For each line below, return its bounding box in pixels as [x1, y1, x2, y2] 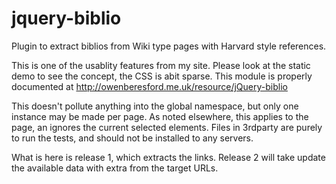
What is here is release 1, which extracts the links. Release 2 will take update [11, 151, 326, 163]
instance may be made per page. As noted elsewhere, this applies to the [11, 110, 309, 122]
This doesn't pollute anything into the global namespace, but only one [11, 100, 299, 112]
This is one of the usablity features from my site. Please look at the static [11, 59, 311, 71]
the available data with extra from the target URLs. [11, 162, 219, 174]
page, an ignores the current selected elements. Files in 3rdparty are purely [11, 121, 323, 133]
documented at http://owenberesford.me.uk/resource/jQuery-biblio [11, 80, 288, 92]
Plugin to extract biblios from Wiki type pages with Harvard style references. [11, 40, 327, 52]
